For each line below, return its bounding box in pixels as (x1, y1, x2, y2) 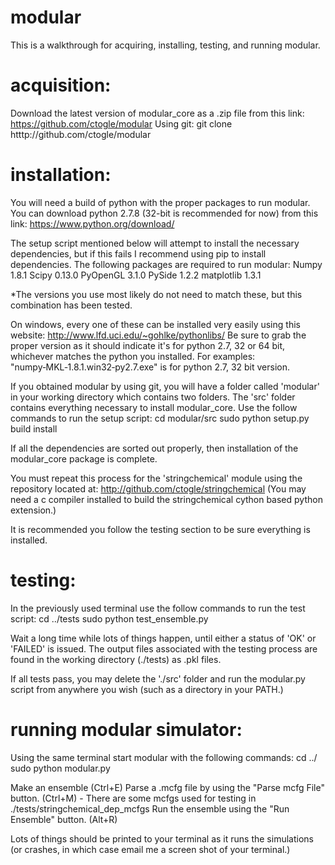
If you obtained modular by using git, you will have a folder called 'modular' (10, 380, 320, 392)
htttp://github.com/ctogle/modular (10, 128, 152, 140)
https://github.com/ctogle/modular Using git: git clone (10, 117, 233, 130)
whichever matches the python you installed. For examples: (10, 350, 256, 362)
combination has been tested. (10, 299, 133, 311)
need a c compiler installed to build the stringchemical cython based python (10, 493, 323, 505)
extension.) (10, 504, 57, 516)
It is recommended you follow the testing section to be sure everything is (10, 523, 311, 535)
